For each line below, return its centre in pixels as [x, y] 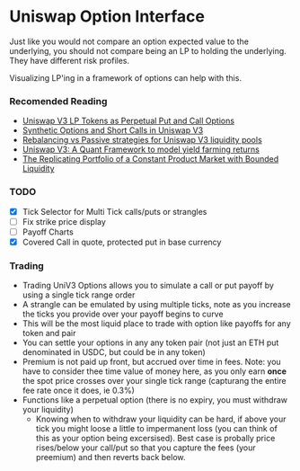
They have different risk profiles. [70, 60]
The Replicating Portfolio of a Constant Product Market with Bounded [150, 159]
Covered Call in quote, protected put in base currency [122, 242]
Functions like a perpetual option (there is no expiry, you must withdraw [154, 400]
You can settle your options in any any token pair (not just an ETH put [150, 342]
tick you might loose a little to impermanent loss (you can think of [157, 429]
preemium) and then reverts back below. [110, 458]
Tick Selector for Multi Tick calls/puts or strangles [115, 211]
